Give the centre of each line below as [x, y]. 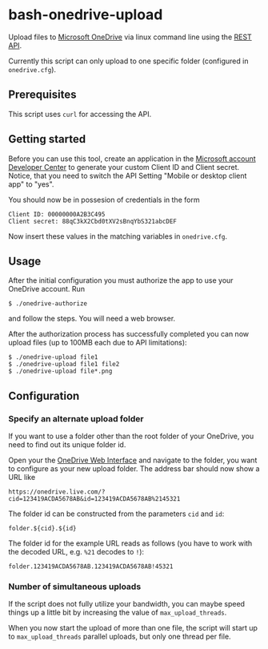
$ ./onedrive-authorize [48, 304]
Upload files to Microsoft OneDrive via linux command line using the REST [130, 37]
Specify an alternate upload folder [76, 418]
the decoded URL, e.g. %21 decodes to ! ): [76, 552]
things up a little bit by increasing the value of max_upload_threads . [118, 613]
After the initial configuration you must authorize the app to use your [121, 280]
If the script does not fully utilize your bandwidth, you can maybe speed [127, 604]
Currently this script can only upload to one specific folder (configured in [128, 61]
